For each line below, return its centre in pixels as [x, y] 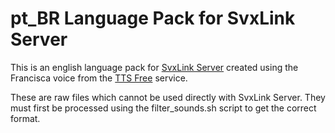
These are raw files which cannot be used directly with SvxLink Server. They [168, 97]
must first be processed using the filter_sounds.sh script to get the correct [163, 108]
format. [25, 118]
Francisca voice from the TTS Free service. [99, 78]
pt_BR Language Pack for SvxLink [153, 18]
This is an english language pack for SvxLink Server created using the [154, 67]
